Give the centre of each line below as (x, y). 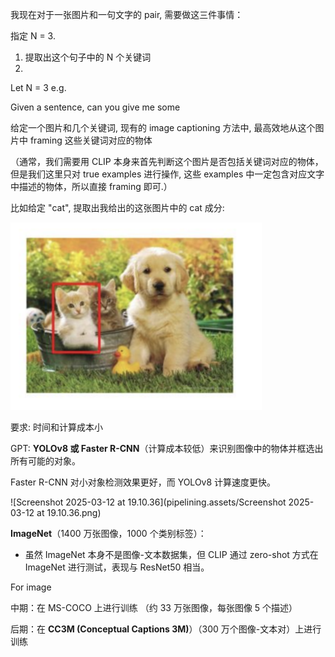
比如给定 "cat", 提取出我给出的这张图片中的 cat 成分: (117, 207)
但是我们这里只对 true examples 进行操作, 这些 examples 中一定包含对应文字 (167, 174)
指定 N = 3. (33, 36)
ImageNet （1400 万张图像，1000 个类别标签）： (108, 533)
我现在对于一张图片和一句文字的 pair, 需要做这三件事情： (127, 14)
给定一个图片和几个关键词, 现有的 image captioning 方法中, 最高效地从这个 (163, 127)
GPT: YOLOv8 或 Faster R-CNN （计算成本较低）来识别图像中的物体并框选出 (167, 448)
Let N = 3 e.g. (38, 87)
